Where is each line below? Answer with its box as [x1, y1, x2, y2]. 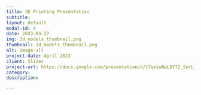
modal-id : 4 [6, 25, 36, 31]
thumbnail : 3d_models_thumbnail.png [6, 42, 98, 48]
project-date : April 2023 [6, 53, 71, 59]
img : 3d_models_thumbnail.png [6, 36, 82, 42]
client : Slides [6, 58, 44, 64]
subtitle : [6, 14, 31, 20]
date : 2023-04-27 [6, 31, 50, 37]
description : [6, 75, 39, 81]
